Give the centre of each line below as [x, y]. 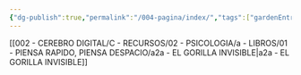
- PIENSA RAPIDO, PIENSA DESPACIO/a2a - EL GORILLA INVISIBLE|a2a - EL [149, 52]
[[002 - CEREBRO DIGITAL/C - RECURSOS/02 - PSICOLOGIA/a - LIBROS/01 [149, 43]
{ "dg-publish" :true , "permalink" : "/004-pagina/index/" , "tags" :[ [130, 17]
